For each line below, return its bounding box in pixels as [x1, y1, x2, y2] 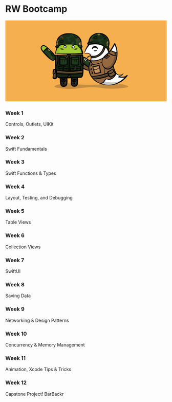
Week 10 [5, 330, 27, 337]
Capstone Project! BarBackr [5, 391, 64, 397]
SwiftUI [5, 268, 21, 275]
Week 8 [5, 281, 25, 288]
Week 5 [5, 208, 25, 215]
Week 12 [5, 379, 27, 386]
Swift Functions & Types [5, 170, 56, 176]
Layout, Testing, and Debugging [5, 195, 73, 201]
